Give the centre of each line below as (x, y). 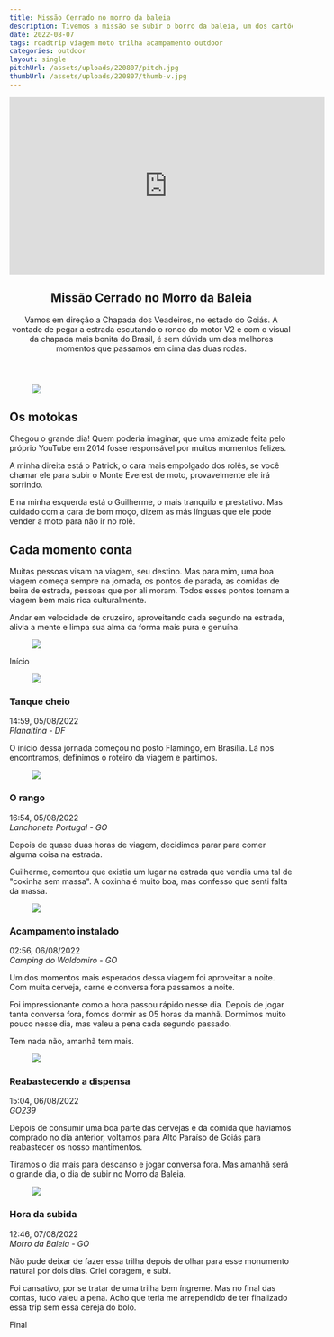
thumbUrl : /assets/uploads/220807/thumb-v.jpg (98, 77)
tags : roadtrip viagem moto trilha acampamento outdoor (116, 43)
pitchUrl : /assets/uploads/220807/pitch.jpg (94, 68)
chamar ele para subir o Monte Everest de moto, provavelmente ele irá (140, 475)
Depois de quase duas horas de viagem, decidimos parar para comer (138, 845)
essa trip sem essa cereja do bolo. (73, 1307)
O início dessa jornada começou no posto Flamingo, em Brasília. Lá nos (142, 748)
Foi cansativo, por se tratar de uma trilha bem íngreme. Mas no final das (143, 1287)
